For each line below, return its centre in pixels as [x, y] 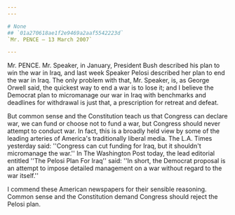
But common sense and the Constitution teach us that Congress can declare [117, 116]
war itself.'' [23, 176]
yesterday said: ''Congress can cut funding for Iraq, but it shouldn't [104, 146]
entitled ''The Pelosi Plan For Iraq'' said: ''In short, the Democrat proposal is [116, 161]
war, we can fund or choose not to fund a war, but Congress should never [114, 124]
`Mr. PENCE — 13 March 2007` [50, 39]
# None [17, 26]
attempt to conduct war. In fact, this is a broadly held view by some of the [113, 131]
